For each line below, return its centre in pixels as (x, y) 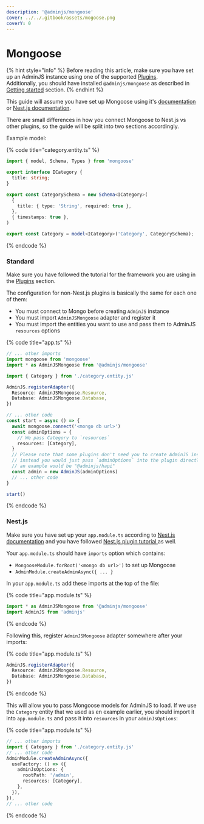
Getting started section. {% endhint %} (55, 90)
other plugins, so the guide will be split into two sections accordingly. (93, 126)
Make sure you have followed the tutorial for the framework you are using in (101, 274)
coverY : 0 (19, 23)
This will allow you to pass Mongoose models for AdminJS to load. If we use (101, 706)
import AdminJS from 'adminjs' (46, 612)
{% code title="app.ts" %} (39, 343)
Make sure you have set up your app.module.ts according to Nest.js (91, 535)
